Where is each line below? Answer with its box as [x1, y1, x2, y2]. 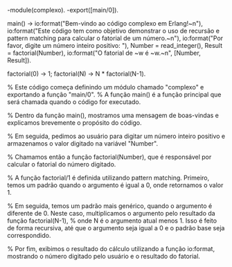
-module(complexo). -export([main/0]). [7, 6, 119, 14]
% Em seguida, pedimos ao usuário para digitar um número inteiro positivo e [7, 132, 226, 140]
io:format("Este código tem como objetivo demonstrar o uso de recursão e [7, 27, 220, 35]
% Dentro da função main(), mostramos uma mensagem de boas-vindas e [7, 111, 220, 119]
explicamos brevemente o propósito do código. [7, 119, 142, 127]
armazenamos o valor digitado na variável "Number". [7, 139, 158, 148]
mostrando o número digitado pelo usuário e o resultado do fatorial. [7, 252, 201, 260]
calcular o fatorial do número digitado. [7, 160, 116, 169]
